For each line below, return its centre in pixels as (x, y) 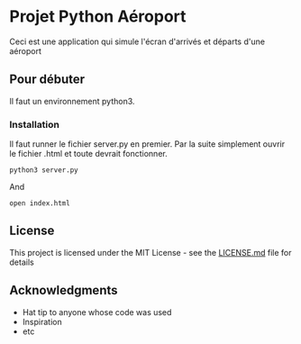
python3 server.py (44, 170)
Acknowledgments (64, 290)
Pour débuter (47, 80)
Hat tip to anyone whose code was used (97, 312)
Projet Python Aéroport (98, 17)
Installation (35, 124)
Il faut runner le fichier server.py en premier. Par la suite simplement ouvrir (147, 144)
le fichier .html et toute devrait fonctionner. (89, 154)
